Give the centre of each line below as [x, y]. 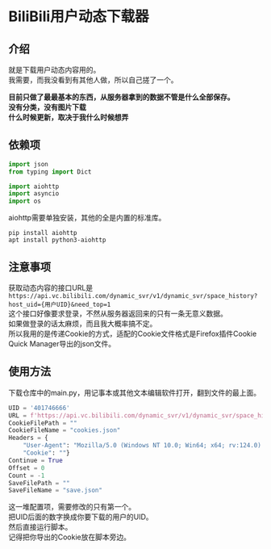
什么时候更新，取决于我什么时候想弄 [69, 117]
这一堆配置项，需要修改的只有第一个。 [72, 507]
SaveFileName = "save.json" [56, 490]
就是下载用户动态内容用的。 [54, 70]
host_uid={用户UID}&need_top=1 [60, 304]
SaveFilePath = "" [39, 483]
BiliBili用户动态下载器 [79, 17]
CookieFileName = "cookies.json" [65, 430]
